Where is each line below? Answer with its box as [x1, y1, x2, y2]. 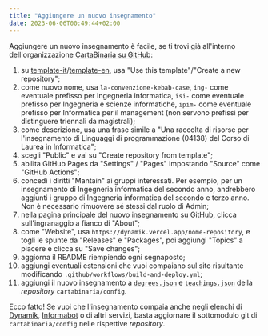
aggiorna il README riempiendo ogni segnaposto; [20, 252, 186, 262]
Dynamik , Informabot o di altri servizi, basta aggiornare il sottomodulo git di [9, 310, 258, 320]
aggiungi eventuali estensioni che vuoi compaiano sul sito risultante [20, 261, 244, 270]
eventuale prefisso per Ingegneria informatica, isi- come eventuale [20, 90, 245, 100]
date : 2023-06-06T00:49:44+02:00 [9, 19, 121, 27]
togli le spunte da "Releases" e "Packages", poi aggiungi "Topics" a [20, 235, 243, 245]
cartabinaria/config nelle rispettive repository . [9, 318, 166, 328]
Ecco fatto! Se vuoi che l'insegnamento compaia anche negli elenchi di [9, 302, 242, 311]
